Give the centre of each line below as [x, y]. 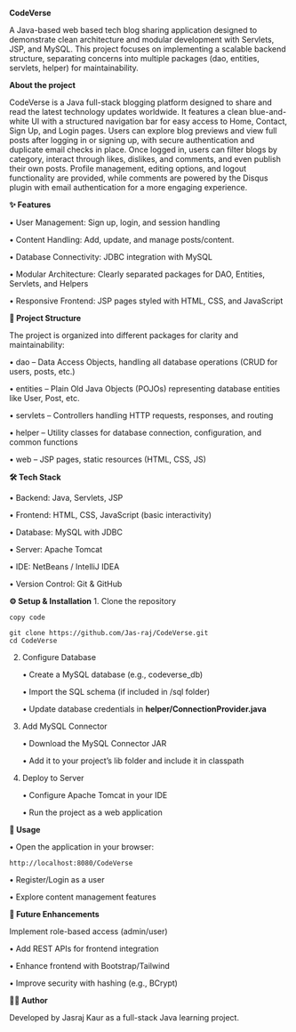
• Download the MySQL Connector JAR [94, 743]
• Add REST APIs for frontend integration [84, 948]
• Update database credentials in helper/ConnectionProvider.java [144, 709]
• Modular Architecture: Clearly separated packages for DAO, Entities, [137, 274]
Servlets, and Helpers [49, 283]
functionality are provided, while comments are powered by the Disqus [139, 178]
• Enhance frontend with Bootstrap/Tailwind [90, 966]
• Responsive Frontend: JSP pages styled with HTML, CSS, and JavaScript [146, 301]
